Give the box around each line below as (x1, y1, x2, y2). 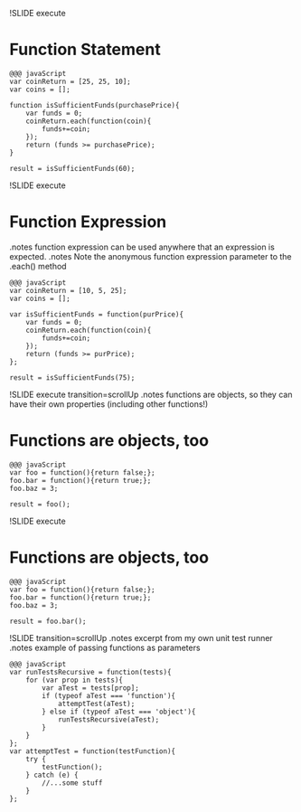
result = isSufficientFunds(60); (9, 164, 136, 173)
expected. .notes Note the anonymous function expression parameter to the (9, 250, 292, 261)
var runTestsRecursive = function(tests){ (9, 667, 172, 676)
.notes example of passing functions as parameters (9, 642, 201, 653)
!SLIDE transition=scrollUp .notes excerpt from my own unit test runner (9, 632, 273, 643)
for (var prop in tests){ (25, 675, 124, 685)
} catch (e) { (25, 770, 79, 779)
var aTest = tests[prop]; (42, 683, 140, 693)
